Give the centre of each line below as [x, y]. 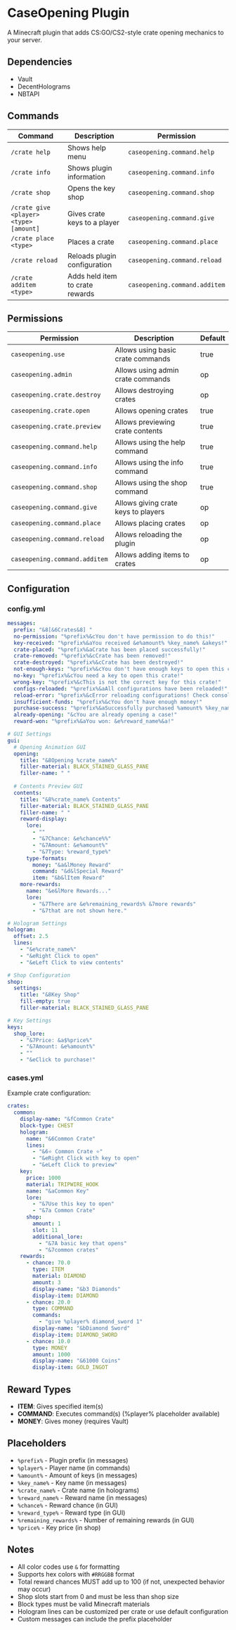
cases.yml [26, 1077]
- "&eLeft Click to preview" [75, 1165]
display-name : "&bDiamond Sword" [81, 1328]
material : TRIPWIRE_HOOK [62, 1184]
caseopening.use [38, 354]
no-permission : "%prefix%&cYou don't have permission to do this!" [114, 636]
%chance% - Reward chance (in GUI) [67, 1505]
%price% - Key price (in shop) [59, 1527]
